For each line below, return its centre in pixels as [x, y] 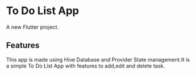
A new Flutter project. [33, 27]
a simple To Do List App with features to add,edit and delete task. [86, 66]
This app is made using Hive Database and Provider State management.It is [98, 59]
